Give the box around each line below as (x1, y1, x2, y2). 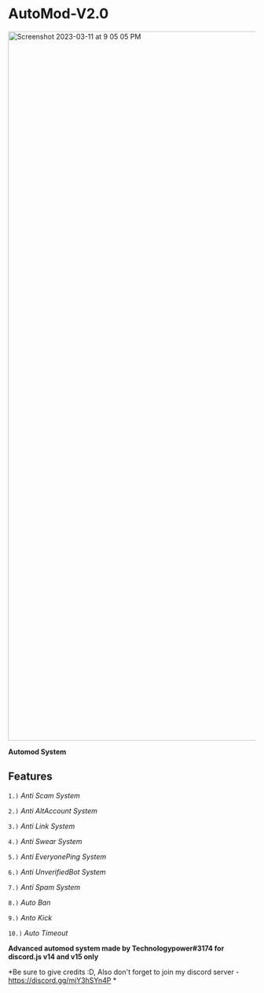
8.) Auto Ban (8, 898, 51, 907)
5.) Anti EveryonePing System (8, 852, 107, 861)
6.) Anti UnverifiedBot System (8, 867, 106, 876)
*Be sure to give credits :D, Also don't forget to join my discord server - (8, 967, 240, 976)
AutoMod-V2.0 (8, 5, 109, 23)
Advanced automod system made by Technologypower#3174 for (8, 943, 225, 953)
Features (8, 770, 53, 783)
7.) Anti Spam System (8, 882, 81, 891)
